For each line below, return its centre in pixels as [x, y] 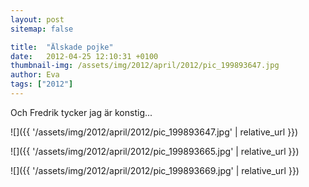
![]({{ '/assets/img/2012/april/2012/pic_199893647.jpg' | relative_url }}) [154, 132]
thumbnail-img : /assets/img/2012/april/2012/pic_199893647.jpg [145, 66]
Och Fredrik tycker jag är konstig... [81, 112]
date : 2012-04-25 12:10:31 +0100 [84, 56]
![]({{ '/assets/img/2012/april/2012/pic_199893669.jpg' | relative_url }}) [155, 170]
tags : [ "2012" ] [42, 84]
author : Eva [35, 75]
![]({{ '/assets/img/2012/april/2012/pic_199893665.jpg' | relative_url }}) [155, 151]
